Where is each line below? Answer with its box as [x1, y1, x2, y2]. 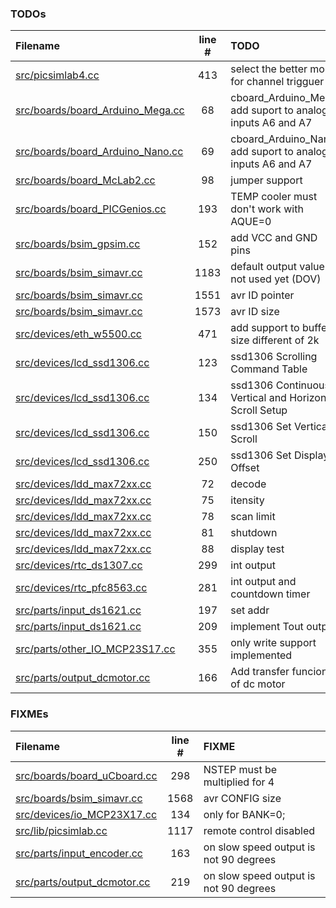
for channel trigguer [230, 75, 325, 89]
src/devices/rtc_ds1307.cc [15, 558, 143, 572]
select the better [230, 62, 308, 76]
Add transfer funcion [230, 665, 328, 679]
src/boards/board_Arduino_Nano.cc [15, 145, 184, 159]
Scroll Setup [230, 403, 288, 417]
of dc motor [230, 677, 286, 691]
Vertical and [230, 391, 287, 405]
